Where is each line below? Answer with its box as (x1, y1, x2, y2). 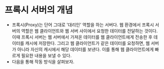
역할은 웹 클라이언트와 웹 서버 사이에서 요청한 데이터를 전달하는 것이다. (21, 28, 158, 34)
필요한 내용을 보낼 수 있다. (21, 52, 72, 58)
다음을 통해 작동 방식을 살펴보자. (11, 59, 75, 65)
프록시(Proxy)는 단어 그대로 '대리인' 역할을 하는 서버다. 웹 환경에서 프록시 (11, 22, 155, 28)
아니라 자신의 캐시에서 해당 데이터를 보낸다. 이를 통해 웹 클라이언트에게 (17, 46, 154, 52)
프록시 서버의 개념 (4, 4, 73, 16)
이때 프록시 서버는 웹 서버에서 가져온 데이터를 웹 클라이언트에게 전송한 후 (11, 34, 153, 40)
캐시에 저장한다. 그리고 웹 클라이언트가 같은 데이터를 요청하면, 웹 (25, 40, 150, 46)
